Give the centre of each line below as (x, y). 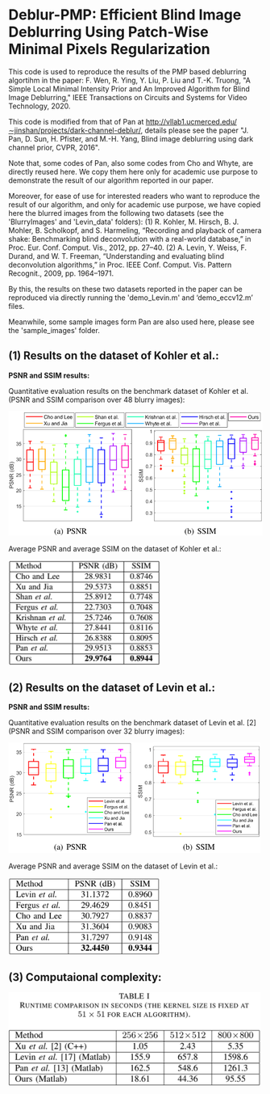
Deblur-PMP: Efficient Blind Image (125, 15)
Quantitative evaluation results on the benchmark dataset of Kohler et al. (129, 391)
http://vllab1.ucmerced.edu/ (191, 121)
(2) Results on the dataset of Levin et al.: (112, 688)
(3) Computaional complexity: (85, 977)
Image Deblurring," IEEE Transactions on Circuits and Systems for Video (128, 97)
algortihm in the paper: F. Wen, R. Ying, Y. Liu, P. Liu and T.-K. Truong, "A (130, 80)
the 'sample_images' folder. (54, 330)
